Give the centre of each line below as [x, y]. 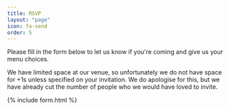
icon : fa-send [27, 26]
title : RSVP [24, 13]
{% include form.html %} [42, 100]
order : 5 [20, 32]
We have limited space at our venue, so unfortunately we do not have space [115, 72]
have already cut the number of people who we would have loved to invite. [113, 87]
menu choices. [28, 59]
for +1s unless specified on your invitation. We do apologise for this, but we [114, 80]
